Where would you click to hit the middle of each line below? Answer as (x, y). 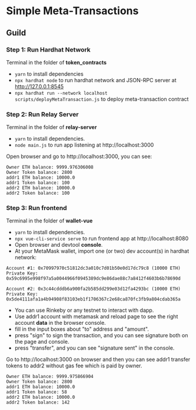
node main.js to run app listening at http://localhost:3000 (84, 145)
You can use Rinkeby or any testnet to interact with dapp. (84, 310)
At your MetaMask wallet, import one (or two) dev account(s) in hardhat (102, 251)
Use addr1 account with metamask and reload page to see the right (96, 317)
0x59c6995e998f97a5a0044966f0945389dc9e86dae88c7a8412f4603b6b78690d (94, 279)
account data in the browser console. (60, 323)
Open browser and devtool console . (59, 245)
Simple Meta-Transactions (72, 11)
